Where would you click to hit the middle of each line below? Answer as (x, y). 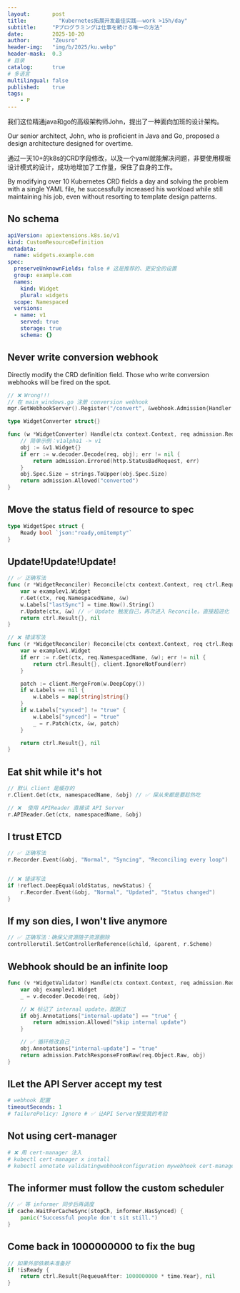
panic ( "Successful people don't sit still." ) (89, 1218)
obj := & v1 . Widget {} (51, 447)
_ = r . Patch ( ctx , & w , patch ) (76, 723)
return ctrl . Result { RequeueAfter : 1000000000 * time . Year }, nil (118, 1277)
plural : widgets (45, 295)
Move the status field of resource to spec (101, 510)
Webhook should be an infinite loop (88, 966)
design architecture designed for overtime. (70, 143)
